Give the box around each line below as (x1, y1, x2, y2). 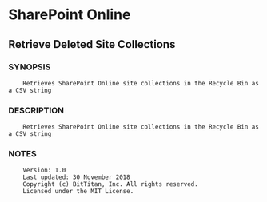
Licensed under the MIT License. (22, 188, 134, 196)
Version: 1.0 (22, 166, 66, 175)
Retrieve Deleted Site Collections (8, 38, 176, 51)
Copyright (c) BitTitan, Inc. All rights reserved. (22, 180, 198, 188)
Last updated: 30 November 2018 (22, 173, 130, 181)
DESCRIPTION (8, 105, 65, 116)
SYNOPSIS (8, 61, 51, 73)
